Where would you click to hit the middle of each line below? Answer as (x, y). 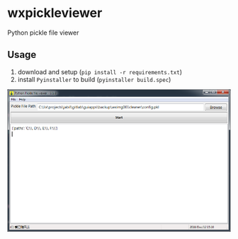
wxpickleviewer (55, 13)
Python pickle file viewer (43, 33)
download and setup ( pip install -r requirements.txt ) (100, 71)
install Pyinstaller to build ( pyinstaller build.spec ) (94, 79)
